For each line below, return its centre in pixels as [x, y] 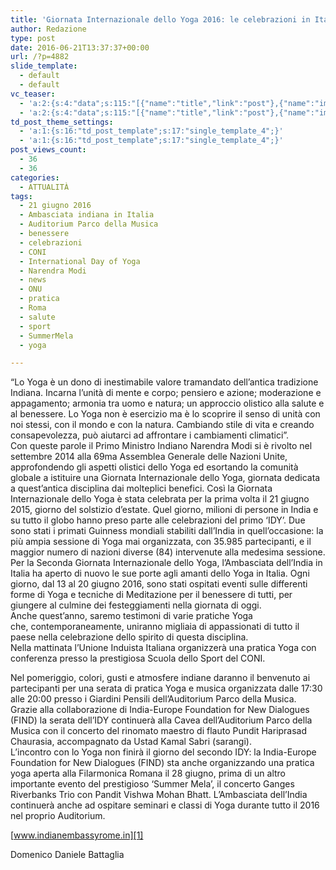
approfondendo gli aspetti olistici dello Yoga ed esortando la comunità [154, 467]
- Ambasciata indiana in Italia [87, 215]
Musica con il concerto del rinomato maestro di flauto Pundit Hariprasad [159, 731]
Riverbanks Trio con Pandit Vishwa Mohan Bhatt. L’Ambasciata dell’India [159, 795]
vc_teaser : [33, 94]
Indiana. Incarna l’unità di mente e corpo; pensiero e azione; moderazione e [166, 393]
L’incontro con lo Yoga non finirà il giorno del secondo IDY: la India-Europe [163, 752]
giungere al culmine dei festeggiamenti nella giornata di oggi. [136, 605]
